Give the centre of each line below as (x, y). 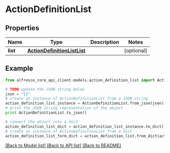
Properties (22, 28)
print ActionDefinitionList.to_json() (46, 113)
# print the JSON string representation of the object (64, 108)
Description (105, 42)
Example (19, 68)
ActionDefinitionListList (56, 50)
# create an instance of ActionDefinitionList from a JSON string (77, 99)
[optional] (136, 50)
